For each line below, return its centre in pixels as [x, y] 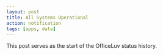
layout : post [23, 12]
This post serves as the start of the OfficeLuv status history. [82, 46]
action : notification [34, 23]
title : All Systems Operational [47, 18]
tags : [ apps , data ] [31, 29]
